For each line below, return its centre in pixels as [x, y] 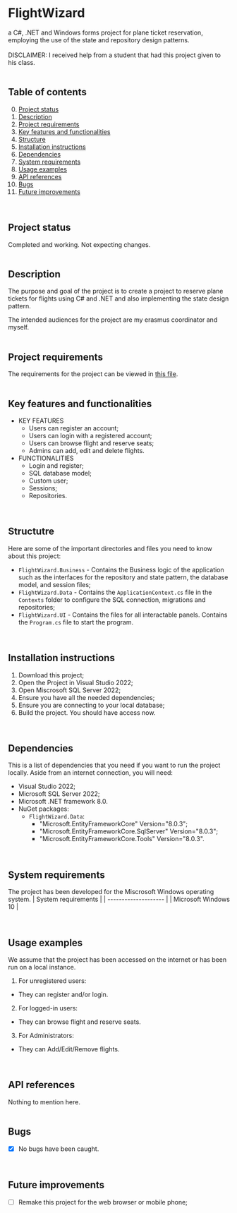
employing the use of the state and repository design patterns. [99, 40]
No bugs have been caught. [59, 1149]
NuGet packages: [44, 809]
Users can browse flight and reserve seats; [91, 443]
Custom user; [48, 481]
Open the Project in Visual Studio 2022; [75, 682]
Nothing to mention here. [44, 1102]
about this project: [35, 556]
